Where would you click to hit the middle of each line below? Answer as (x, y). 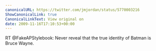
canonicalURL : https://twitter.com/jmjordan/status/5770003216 (72, 10)
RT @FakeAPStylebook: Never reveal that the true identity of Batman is (78, 38)
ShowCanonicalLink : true (31, 14)
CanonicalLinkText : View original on (44, 19)
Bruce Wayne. (19, 43)
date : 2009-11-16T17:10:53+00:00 (40, 24)
